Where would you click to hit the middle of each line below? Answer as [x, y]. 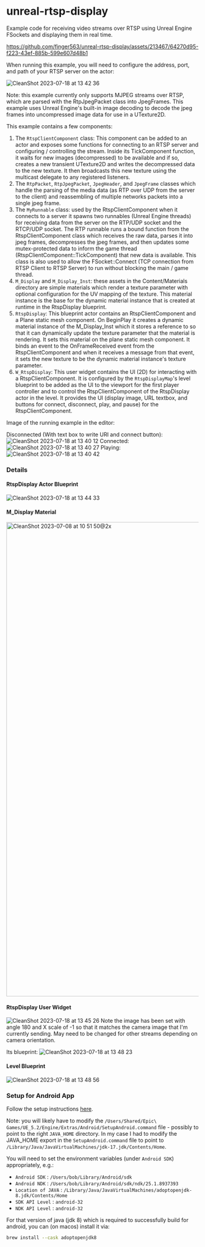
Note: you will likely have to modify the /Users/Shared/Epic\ [81, 1121]
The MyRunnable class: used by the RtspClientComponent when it [96, 210]
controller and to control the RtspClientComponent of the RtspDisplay [102, 391]
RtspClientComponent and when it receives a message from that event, [105, 352]
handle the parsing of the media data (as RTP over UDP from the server [105, 190]
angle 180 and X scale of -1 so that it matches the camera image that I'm [97, 1027]
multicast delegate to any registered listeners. [73, 177]
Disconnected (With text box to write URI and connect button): [85, 434]
